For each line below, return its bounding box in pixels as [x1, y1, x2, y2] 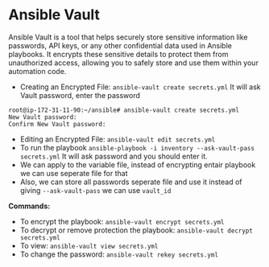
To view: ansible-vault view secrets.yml [19, 240, 159, 250]
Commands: [8, 201, 51, 211]
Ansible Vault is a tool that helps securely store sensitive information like [8, 32, 248, 42]
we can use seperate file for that [19, 168, 128, 178]
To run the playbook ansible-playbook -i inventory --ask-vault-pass [19, 142, 255, 152]
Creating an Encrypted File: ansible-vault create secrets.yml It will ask [19, 82, 261, 92]
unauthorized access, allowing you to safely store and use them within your [8, 58, 259, 68]
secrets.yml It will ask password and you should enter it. [19, 151, 208, 161]
